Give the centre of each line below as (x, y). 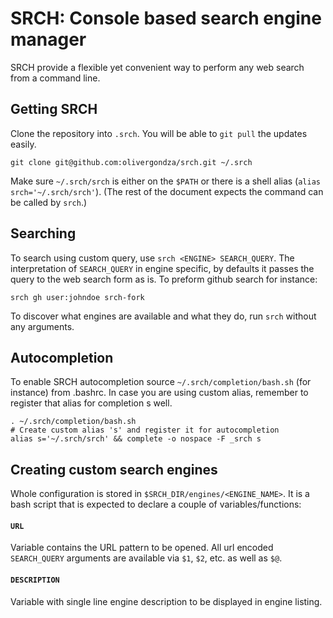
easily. (23, 144)
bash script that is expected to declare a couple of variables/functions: (156, 504)
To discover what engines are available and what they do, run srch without (163, 316)
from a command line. (55, 78)
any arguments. (42, 326)
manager (48, 39)
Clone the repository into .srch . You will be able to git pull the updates (159, 133)
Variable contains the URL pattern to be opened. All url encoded (142, 548)
